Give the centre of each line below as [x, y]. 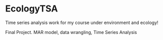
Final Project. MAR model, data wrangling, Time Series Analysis [71, 32]
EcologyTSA [32, 9]
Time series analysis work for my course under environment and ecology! [82, 22]
